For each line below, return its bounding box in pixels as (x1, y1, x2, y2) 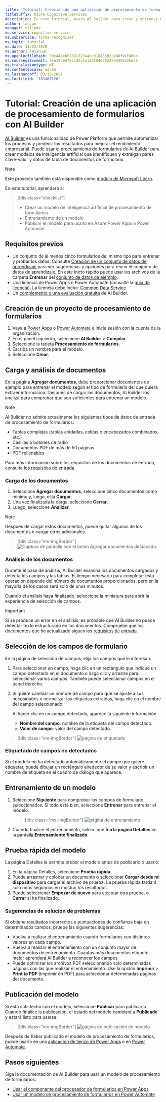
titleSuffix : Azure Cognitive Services (5, 12, 87, 17)
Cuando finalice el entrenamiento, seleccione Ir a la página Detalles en (12, 826, 157, 832)
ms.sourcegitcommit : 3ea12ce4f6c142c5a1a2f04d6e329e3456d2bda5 (5, 58, 138, 63)
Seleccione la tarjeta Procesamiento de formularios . (12, 341, 120, 347)
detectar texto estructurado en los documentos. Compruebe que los (5, 622, 144, 628)
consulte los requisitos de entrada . (5, 465, 76, 471)
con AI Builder (5, 119, 64, 130)
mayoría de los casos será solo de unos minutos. (5, 583, 105, 589)
